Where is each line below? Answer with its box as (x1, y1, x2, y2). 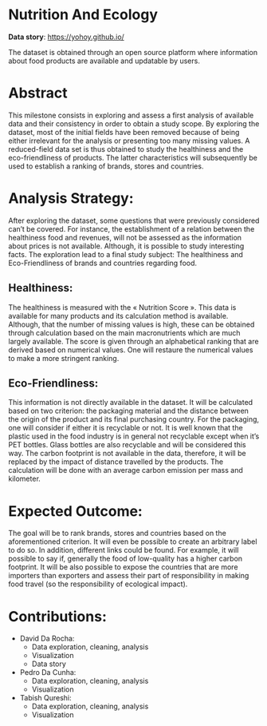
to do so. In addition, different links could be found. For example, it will (8, 545, 239, 555)
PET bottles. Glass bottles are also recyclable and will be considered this (8, 440, 247, 450)
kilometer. (8, 474, 41, 484)
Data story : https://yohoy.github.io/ (8, 32, 125, 42)
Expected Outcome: (8, 502, 143, 520)
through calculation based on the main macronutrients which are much (8, 327, 241, 337)
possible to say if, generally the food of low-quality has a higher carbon (8, 553, 243, 564)
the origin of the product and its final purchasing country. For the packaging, (8, 415, 260, 424)
